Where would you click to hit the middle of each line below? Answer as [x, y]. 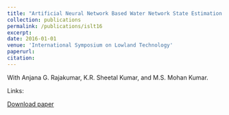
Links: [15, 90]
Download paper [31, 104]
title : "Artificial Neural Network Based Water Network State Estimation [115, 13]
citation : [21, 58]
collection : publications [44, 20]
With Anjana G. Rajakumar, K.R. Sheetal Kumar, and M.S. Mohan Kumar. [108, 77]
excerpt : [20, 33]
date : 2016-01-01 [32, 39]
